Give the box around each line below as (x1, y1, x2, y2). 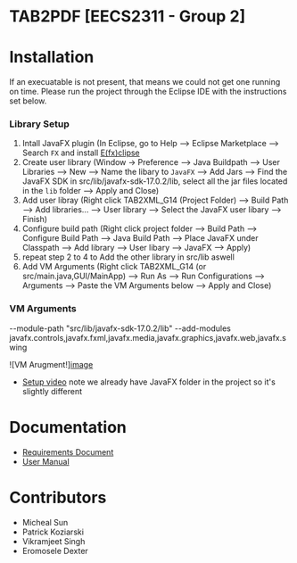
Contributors (9, 487, 107, 508)
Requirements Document (21, 446, 114, 457)
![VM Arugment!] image (9, 359, 94, 369)
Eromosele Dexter (21, 545, 89, 556)
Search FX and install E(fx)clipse (21, 147, 140, 158)
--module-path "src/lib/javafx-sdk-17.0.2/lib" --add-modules (9, 323, 232, 334)
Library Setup (9, 118, 70, 130)
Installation (9, 47, 95, 68)
